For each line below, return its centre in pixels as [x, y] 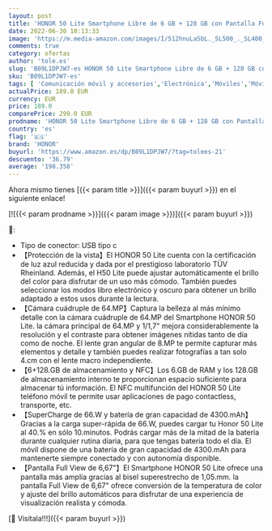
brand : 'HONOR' [34, 144]
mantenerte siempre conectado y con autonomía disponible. [121, 458]
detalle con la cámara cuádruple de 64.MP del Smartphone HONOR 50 [138, 318]
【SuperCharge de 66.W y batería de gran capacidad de [114, 415]
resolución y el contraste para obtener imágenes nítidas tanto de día [134, 335]
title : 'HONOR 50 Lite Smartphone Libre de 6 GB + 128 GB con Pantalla [132, 24]
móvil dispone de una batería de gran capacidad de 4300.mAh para [133, 450]
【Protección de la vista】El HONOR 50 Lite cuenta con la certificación [138, 255]
